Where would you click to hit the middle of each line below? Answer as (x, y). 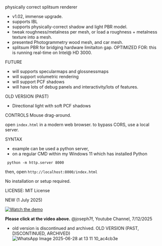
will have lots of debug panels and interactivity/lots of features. (75, 87)
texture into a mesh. (32, 37)
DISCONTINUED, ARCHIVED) (41, 233)
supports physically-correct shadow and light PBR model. (70, 27)
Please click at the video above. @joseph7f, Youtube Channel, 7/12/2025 (79, 219)
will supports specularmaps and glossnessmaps (60, 71)
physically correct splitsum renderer (41, 7)
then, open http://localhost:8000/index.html (51, 172)
